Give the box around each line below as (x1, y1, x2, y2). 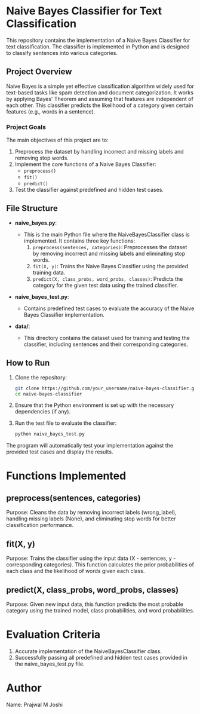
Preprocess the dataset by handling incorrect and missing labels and (14, 148, 184, 155)
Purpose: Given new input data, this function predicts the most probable (6, 600, 184, 608)
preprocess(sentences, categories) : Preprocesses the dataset (32, 243, 187, 250)
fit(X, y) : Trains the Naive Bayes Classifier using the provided (32, 262, 189, 269)
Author (6, 681, 42, 695)
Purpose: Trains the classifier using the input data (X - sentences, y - (6, 554, 176, 562)
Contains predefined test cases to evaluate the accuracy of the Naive (23, 305, 195, 312)
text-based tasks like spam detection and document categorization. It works (6, 88, 194, 96)
